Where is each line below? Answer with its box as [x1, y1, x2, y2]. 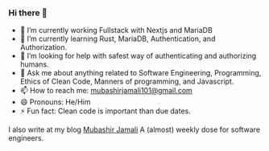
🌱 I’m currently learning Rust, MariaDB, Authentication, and [19, 34, 216, 43]
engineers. [8, 133, 44, 143]
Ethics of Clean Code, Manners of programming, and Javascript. [19, 76, 234, 87]
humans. [19, 59, 50, 69]
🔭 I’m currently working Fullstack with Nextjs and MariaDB [19, 26, 213, 35]
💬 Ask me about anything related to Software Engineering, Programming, [19, 68, 262, 78]
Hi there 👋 [8, 7, 48, 18]
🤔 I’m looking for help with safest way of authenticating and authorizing [19, 51, 257, 61]
